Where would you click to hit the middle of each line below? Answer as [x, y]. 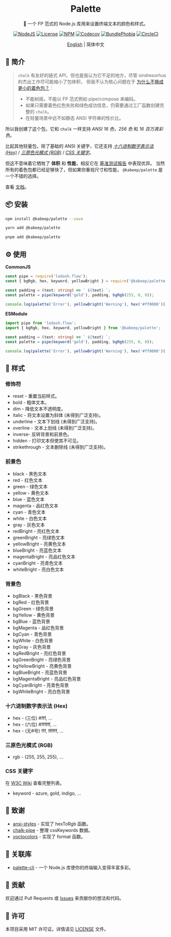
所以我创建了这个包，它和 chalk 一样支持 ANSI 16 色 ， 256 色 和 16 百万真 [82, 129]
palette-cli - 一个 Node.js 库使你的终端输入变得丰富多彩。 [73, 867]
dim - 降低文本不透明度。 [39, 409]
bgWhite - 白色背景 [33, 641]
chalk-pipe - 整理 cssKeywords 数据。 [53, 830]
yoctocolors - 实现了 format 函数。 [49, 837]
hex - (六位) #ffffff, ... [35, 724]
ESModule [16, 314]
